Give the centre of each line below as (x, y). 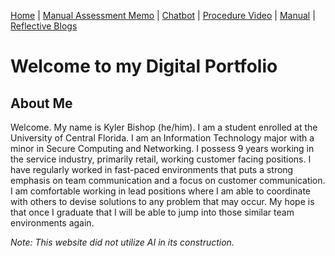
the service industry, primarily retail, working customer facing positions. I (161, 159)
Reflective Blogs (44, 26)
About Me (41, 103)
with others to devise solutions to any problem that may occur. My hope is (162, 201)
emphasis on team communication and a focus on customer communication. (168, 180)
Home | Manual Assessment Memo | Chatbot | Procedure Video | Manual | (163, 15)
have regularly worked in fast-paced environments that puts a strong (152, 169)
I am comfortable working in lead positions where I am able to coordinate (160, 191)
